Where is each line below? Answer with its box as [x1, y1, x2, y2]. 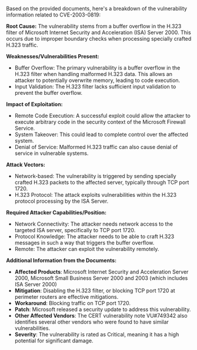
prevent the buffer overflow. [14, 90, 82, 96]
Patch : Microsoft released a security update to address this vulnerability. [14, 306, 191, 313]
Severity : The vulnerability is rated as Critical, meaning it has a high [14, 331, 179, 338]
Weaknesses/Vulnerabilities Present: [6, 53, 99, 60]
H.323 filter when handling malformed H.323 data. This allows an [14, 71, 172, 77]
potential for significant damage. [14, 337, 94, 344]
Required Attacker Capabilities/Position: [6, 209, 107, 216]
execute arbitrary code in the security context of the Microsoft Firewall [14, 118, 186, 126]
